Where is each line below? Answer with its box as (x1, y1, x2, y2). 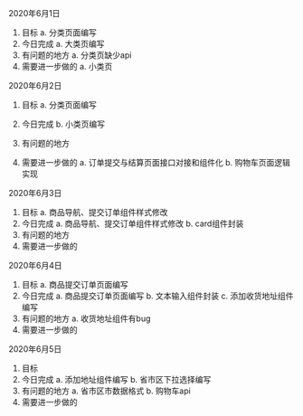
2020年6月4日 (8, 260, 62, 270)
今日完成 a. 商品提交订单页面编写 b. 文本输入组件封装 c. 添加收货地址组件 (21, 290, 294, 301)
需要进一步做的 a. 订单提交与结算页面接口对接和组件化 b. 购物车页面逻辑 (21, 157, 291, 167)
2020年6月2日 (8, 80, 62, 90)
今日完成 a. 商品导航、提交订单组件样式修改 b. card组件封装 (21, 218, 244, 229)
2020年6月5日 (8, 344, 62, 355)
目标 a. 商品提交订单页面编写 (21, 279, 128, 289)
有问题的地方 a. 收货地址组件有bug (21, 313, 151, 324)
